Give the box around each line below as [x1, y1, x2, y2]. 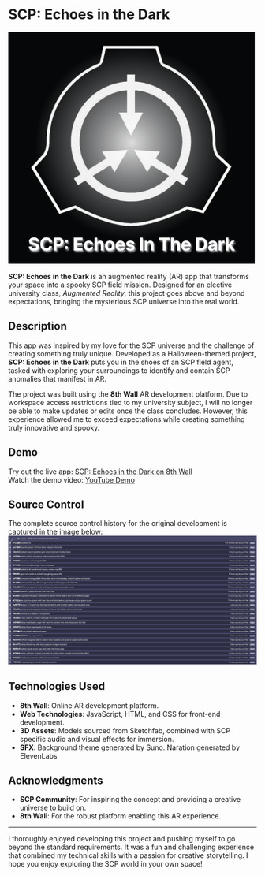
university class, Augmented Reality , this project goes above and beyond [8, 288, 245, 297]
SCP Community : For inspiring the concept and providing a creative [19, 795, 241, 804]
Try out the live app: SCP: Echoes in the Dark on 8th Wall [8, 467, 193, 476]
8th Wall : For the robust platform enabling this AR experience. [19, 811, 222, 821]
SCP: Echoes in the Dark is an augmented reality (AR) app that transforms [8, 271, 250, 281]
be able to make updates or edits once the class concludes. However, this [8, 406, 248, 416]
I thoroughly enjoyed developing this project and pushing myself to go [8, 834, 236, 844]
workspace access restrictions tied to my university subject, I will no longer [8, 397, 253, 407]
